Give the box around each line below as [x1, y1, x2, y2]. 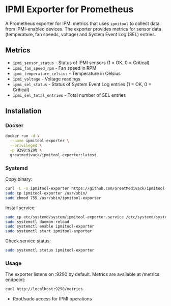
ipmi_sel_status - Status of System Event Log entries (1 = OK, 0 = [12, 81, 152, 87]
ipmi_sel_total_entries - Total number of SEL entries [12, 92, 126, 98]
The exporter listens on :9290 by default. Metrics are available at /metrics [5, 271, 160, 277]
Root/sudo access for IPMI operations [12, 296, 93, 302]
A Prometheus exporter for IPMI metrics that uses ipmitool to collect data [5, 20, 160, 26]
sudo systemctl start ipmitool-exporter [5, 229, 93, 234]
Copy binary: [5, 176, 33, 182]
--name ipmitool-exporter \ [10, 138, 70, 144]
